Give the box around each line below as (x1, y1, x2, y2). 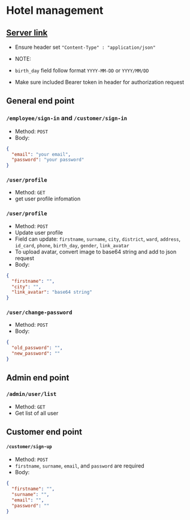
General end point (6, 96, 75, 106)
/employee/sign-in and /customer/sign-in (6, 114, 128, 122)
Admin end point (6, 373, 70, 383)
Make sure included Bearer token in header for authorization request (14, 79, 185, 85)
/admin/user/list (6, 391, 57, 398)
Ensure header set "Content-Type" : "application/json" (14, 43, 156, 51)
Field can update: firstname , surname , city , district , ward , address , (14, 235, 181, 243)
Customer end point (6, 427, 83, 437)
